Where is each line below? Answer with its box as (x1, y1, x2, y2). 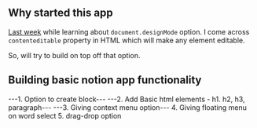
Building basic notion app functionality (8, 74, 202, 87)
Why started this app (8, 6, 113, 20)
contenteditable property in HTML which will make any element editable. (8, 35, 245, 45)
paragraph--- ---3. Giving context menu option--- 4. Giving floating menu (8, 102, 248, 112)
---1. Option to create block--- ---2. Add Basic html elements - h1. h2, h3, (8, 94, 245, 104)
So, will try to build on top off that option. (8, 50, 141, 60)
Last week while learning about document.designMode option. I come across (8, 27, 250, 36)
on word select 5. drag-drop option (8, 111, 122, 120)
